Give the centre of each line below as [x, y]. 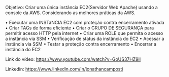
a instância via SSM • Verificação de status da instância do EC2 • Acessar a [85, 38]
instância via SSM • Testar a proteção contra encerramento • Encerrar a [81, 44]
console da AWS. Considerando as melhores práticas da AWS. [70, 13]
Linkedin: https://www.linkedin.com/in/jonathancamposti [64, 69]
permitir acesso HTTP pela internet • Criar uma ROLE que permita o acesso [84, 33]
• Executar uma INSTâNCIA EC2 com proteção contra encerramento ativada [85, 23]
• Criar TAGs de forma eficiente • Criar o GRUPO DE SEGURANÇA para [80, 28]
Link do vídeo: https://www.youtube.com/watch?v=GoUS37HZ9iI [73, 59]
